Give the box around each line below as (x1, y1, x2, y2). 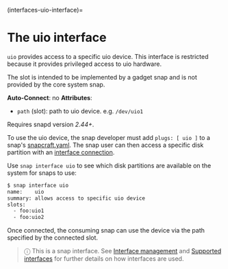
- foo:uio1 (13, 207, 45, 215)
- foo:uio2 (13, 214, 45, 221)
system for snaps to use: (7, 168, 77, 177)
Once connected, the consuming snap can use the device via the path (7, 226, 205, 235)
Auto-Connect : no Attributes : (7, 93, 92, 102)
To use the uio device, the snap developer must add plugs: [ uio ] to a (7, 133, 210, 141)
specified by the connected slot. (7, 233, 98, 242)
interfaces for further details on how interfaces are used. (23, 255, 184, 263)
